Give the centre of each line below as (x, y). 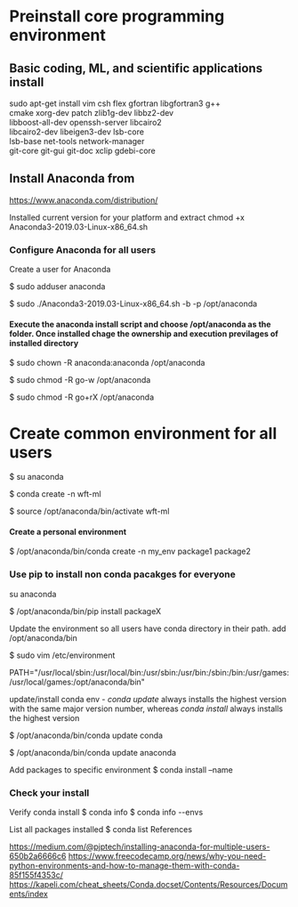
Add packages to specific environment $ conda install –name (121, 769)
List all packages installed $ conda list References (101, 830)
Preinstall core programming (117, 16)
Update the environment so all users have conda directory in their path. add (148, 628)
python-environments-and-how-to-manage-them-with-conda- (125, 866)
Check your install (49, 792)
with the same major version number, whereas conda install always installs (146, 709)
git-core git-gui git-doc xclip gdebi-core (82, 150)
